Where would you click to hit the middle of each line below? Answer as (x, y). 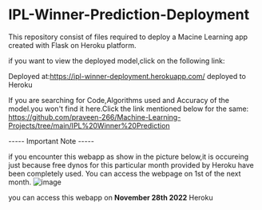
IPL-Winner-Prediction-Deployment (129, 15)
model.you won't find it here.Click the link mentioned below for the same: (129, 109)
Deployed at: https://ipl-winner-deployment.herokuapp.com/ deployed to (127, 76)
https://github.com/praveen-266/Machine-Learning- (95, 117)
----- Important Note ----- (51, 141)
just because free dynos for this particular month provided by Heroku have (131, 164)
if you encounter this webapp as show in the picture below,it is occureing (129, 157)
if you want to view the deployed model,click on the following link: (117, 61)
